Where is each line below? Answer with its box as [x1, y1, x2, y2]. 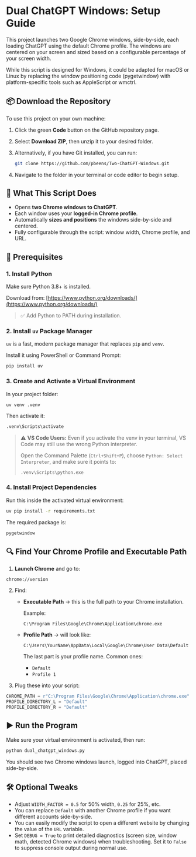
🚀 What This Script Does [6, 188, 97, 198]
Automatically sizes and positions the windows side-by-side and [14, 216, 171, 223]
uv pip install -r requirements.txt [6, 508, 95, 514]
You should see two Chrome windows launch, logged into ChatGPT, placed [6, 758, 187, 765]
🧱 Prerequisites [6, 252, 63, 262]
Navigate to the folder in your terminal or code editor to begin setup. [14, 171, 180, 178]
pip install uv [6, 363, 43, 369]
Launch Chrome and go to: [14, 565, 81, 573]
